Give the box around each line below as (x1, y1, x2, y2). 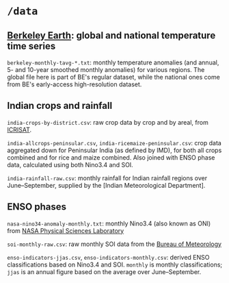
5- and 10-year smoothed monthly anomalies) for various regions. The (7, 66, 205, 73)
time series (7, 40, 56, 52)
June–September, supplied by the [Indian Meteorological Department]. (7, 181, 206, 189)
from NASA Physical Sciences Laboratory (7, 226, 124, 234)
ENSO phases (7, 201, 67, 213)
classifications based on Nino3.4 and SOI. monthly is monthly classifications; (7, 260, 223, 269)
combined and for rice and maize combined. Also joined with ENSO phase (7, 153, 215, 162)
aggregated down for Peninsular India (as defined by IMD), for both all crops (7, 146, 222, 154)
